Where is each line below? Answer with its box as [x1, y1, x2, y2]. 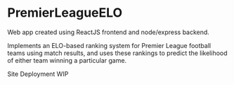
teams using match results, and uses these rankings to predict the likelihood [7, 49, 228, 57]
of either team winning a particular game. [7, 56, 127, 64]
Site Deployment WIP [7, 70, 69, 78]
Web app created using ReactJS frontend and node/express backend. [7, 28, 209, 36]
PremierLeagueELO [7, 5, 123, 21]
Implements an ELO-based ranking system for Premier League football [7, 41, 212, 49]
